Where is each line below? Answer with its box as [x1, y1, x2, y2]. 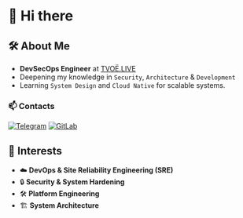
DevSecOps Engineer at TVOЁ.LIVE [19, 64, 136, 73]
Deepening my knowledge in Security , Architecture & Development [19, 72, 236, 82]
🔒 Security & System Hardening [19, 177, 125, 187]
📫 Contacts [8, 100, 55, 111]
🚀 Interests [8, 144, 63, 158]
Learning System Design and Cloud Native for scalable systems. [19, 81, 226, 89]
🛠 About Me [8, 39, 71, 53]
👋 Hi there [8, 7, 73, 25]
